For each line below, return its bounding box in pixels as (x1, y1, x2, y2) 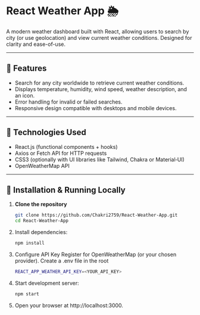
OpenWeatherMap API (14, 162, 70, 169)
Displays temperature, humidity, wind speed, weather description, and (14, 85, 187, 92)
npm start (14, 291, 40, 297)
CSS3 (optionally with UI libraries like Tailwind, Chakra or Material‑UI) (14, 155, 185, 163)
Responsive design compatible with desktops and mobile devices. (14, 104, 177, 111)
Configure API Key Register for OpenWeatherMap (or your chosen (14, 251, 177, 258)
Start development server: (14, 279, 79, 286)
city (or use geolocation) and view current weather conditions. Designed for (6, 34, 192, 41)
